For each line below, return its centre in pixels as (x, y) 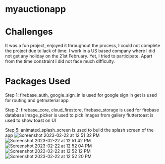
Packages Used (38, 82)
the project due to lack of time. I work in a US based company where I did (80, 51)
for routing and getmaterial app (37, 101)
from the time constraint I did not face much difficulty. (60, 61)
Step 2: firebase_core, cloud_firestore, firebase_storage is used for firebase (82, 110)
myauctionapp (35, 9)
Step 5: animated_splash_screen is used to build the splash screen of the (80, 130)
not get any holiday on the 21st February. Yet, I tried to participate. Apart (79, 56)
